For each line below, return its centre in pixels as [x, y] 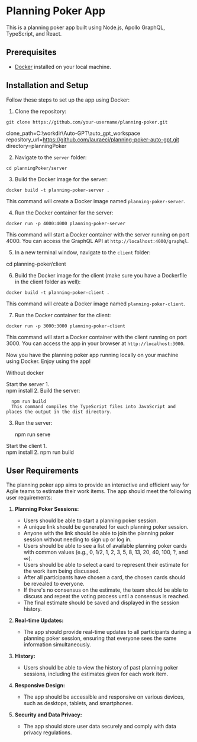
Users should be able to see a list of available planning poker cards [105, 546]
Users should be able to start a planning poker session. [91, 520]
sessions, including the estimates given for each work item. [96, 674]
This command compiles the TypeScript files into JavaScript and [94, 406]
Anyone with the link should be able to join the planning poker [99, 533]
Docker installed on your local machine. [63, 67]
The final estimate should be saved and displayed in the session [101, 603]
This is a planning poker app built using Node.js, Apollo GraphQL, [86, 27]
